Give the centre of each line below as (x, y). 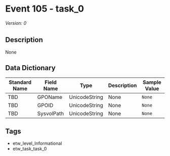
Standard (20, 82)
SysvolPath (51, 113)
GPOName (50, 97)
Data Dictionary (30, 68)
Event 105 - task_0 (45, 9)
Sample (152, 82)
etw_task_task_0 (30, 149)
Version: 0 (16, 23)
